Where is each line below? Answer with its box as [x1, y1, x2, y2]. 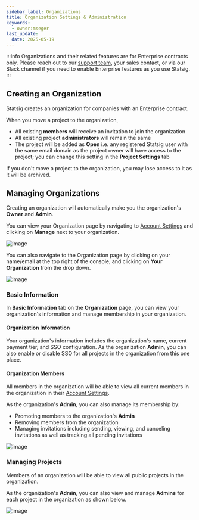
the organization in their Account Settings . [6, 390, 110, 397]
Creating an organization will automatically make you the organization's [6, 204, 182, 211]
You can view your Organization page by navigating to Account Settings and [6, 222, 194, 229]
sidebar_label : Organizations [6, 8, 82, 15]
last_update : [6, 31, 39, 37]
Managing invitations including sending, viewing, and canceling [14, 425, 171, 432]
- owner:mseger [11, 25, 49, 32]
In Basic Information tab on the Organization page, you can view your [6, 304, 180, 311]
